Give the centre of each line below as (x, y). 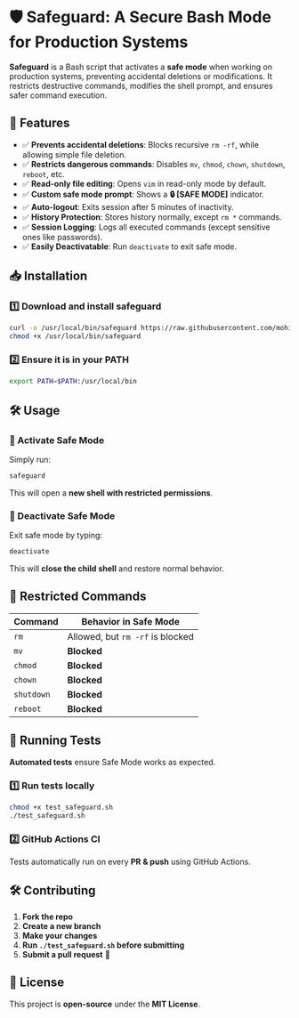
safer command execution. (58, 95)
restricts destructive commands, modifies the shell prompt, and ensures (141, 85)
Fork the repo (48, 917)
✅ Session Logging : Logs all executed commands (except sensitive (146, 227)
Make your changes (60, 935)
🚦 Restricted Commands (78, 597)
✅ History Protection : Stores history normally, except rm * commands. (152, 217)
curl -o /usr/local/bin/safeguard (73, 328)
